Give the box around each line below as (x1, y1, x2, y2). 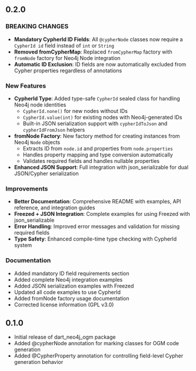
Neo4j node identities (14, 101, 67, 108)
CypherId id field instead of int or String (14, 42, 114, 49)
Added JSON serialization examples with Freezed (14, 282, 134, 289)
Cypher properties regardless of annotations (14, 67, 122, 74)
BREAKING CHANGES (5, 22, 69, 31)
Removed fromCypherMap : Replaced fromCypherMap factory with (14, 48, 172, 55)
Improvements (5, 185, 48, 193)
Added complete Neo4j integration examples (14, 276, 123, 283)
